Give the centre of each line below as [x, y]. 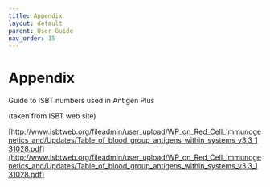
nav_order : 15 [32, 38]
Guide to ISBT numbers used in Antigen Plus [82, 101]
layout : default [35, 23]
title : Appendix [35, 16]
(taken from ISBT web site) [52, 116]
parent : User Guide [41, 31]
